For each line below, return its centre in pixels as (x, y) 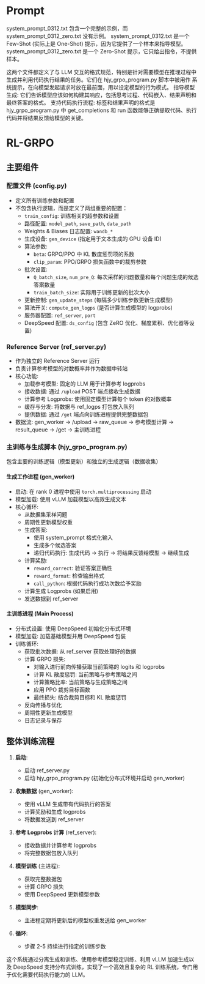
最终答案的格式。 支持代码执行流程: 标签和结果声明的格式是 (81, 102)
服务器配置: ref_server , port (60, 315)
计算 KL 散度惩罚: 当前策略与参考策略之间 (85, 674)
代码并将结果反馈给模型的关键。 (46, 117)
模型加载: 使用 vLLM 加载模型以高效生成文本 (71, 499)
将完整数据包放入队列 (51, 853)
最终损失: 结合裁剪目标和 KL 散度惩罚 (80, 697)
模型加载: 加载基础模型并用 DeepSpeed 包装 (70, 636)
